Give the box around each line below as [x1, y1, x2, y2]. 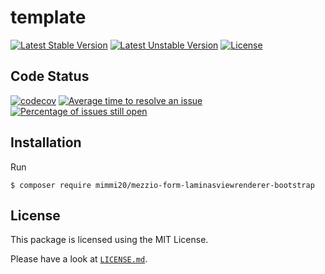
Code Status [10, 68, 90, 85]
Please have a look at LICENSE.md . [10, 253, 148, 265]
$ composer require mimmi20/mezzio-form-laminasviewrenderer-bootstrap [10, 180, 315, 190]
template [10, 6, 87, 29]
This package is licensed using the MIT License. [10, 234, 209, 246]
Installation [10, 134, 82, 151]
